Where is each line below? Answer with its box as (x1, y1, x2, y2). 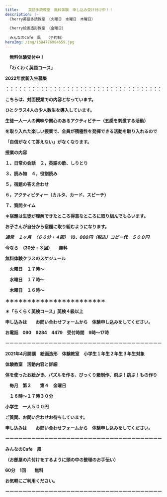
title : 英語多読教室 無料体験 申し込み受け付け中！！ (5, 7, 113, 12)
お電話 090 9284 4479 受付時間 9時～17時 (5, 330, 109, 335)
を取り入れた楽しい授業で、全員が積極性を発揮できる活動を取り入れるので (5, 128, 158, 134)
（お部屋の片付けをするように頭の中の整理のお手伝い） (5, 457, 118, 463)
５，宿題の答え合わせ (5, 181, 49, 187)
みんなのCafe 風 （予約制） (9, 35, 65, 40)
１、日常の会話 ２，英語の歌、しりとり (5, 160, 88, 166)
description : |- (5, 12, 39, 17)
